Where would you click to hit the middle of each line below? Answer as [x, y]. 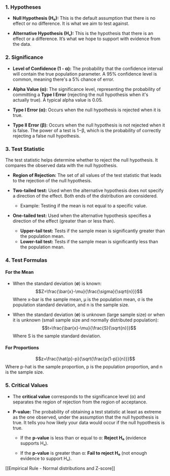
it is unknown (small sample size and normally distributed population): [86, 320]
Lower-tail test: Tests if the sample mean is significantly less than [89, 241]
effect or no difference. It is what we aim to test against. [71, 23]
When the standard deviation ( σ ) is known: [57, 283]
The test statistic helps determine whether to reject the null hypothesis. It [82, 160]
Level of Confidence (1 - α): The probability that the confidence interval [88, 68]
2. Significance [24, 57]
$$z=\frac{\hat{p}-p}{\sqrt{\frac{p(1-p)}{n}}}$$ [85, 359]
